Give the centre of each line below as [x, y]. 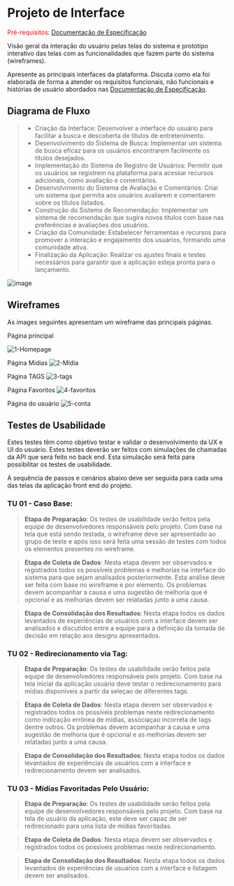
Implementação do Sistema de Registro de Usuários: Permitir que [129, 165]
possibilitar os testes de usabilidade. [60, 464]
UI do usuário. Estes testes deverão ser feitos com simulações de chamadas [117, 450]
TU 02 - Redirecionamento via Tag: [67, 653]
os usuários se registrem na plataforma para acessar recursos [124, 172]
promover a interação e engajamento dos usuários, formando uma [130, 240]
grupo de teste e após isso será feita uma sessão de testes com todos [125, 541]
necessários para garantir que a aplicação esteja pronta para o [125, 262]
